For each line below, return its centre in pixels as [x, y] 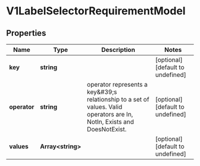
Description [118, 50]
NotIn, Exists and [111, 122]
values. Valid [105, 107]
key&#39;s [102, 92]
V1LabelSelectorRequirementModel [96, 11]
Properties [26, 33]
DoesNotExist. [107, 129]
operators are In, [110, 114]
